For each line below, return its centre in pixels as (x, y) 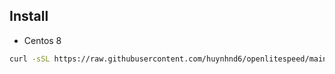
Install (29, 16)
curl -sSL (30, 59)
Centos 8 (42, 40)
